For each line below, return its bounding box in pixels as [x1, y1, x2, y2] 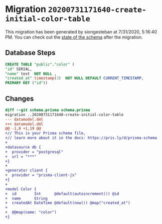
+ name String [5, 196, 48, 201]
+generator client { [5, 168, 48, 173]
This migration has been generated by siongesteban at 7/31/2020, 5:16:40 [5, 28, 157, 34]
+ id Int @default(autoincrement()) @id [5, 191, 120, 196]
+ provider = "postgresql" [5, 149, 64, 154]
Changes [5, 94, 34, 103]
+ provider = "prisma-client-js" [5, 172, 77, 178]
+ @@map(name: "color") [5, 210, 57, 215]
